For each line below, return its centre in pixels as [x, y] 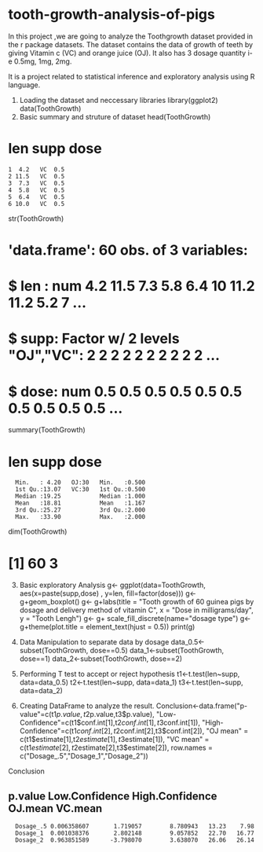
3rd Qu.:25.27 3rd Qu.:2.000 [80, 510]
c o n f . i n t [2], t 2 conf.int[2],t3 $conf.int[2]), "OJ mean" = [163, 731]
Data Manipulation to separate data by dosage [94, 642]
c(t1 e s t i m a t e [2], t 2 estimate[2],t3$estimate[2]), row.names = [116, 747]
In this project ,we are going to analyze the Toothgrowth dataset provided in [131, 36]
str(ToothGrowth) [36, 219]
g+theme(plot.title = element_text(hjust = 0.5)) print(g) [107, 627]
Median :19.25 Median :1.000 [80, 497]
